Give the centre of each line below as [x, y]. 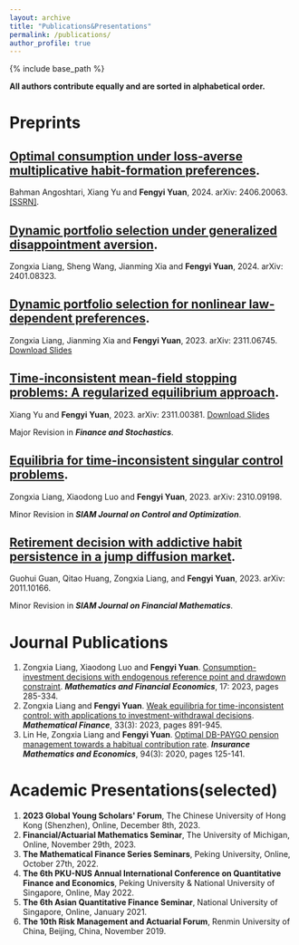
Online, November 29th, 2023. [79, 844]
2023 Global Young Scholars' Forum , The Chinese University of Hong [154, 815]
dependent [41, 318]
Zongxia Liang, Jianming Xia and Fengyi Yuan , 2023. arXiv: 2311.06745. [144, 340]
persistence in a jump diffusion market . [122, 557]
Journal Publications [89, 642]
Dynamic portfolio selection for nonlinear [128, 304]
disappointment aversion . [84, 244]
